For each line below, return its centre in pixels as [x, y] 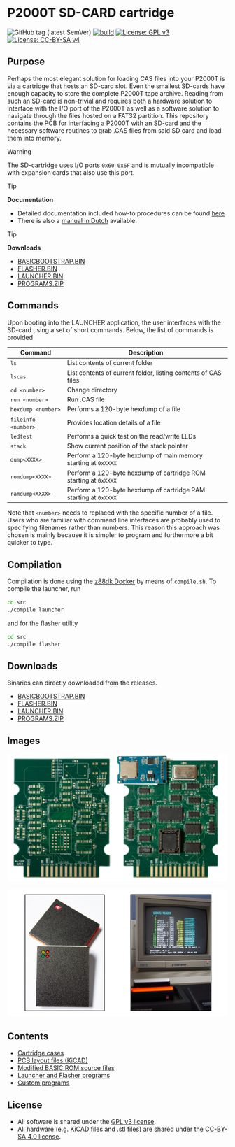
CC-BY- [216, 1129]
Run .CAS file [86, 399]
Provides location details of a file [114, 423]
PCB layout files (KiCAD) [53, 1060]
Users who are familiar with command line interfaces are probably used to [114, 520]
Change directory [92, 390]
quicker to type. [30, 543]
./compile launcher [36, 610]
